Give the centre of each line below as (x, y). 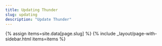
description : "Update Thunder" (38, 19)
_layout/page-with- (137, 34)
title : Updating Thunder (32, 10)
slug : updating (21, 15)
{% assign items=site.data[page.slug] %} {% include (61, 34)
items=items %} (49, 39)
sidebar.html (18, 39)
